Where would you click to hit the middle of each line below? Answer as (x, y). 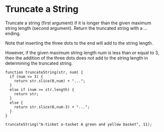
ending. (13, 33)
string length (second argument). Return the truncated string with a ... (76, 28)
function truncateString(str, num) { (44, 72)
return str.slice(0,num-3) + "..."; (52, 107)
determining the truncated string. (39, 63)
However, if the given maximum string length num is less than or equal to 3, (82, 53)
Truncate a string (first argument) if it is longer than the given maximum (78, 23)
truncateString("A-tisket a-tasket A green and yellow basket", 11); (79, 124)
